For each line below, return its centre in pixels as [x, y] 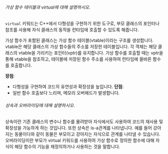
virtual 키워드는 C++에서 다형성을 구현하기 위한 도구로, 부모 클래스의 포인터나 [82, 23]
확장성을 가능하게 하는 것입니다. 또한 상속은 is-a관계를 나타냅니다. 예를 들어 [78, 128]
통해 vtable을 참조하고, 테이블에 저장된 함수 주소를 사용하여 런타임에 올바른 [78, 59]
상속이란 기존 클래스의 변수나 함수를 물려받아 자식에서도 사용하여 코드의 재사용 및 [84, 121]
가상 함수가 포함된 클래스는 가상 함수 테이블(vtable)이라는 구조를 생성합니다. [79, 40]
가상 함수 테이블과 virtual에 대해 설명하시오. [48, 7]
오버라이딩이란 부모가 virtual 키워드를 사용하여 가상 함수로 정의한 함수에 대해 [80, 140]
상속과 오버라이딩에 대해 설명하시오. [40, 105]
